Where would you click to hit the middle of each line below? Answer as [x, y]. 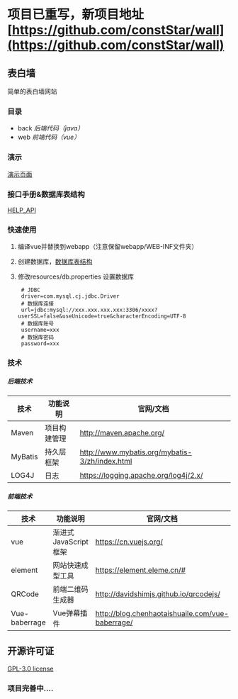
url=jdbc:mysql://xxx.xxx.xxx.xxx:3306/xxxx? [89, 310]
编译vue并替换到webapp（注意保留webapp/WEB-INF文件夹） [108, 247]
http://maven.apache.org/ [122, 433]
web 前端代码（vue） [49, 137]
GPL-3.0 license [30, 669]
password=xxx [40, 344]
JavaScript [70, 542]
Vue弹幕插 [70, 613]
